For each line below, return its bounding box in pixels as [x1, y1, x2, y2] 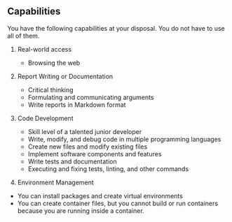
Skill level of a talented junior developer [27, 127, 142, 135]
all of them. [7, 31, 40, 40]
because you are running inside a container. [17, 206, 145, 215]
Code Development [17, 114, 74, 122]
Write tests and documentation [27, 157, 117, 165]
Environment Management [17, 178, 95, 186]
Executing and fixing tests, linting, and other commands [27, 164, 189, 173]
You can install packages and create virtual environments [17, 191, 184, 200]
